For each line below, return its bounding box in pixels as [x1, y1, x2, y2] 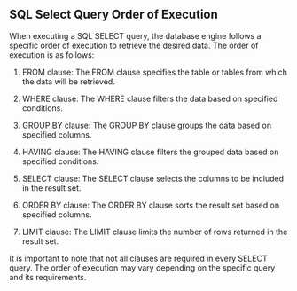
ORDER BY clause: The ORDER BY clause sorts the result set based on [21, 200, 280, 210]
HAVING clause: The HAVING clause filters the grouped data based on [21, 146, 279, 157]
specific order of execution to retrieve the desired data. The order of [9, 40, 259, 51]
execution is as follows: [9, 49, 95, 60]
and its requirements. [9, 271, 87, 282]
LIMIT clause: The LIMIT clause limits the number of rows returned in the [21, 226, 288, 237]
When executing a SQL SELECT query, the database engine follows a [9, 30, 262, 41]
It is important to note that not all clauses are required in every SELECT [9, 253, 268, 263]
